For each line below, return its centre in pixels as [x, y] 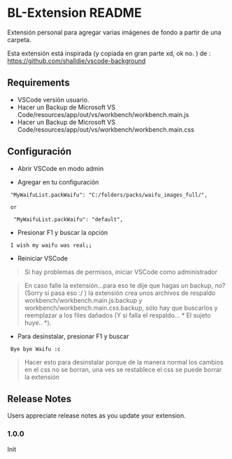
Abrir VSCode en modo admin [60, 168]
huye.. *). [38, 322]
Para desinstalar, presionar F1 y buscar [73, 336]
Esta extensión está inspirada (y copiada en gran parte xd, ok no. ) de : [109, 53]
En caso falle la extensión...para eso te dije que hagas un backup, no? [125, 285]
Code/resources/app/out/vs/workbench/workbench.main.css [106, 129]
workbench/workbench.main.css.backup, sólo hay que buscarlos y [121, 308]
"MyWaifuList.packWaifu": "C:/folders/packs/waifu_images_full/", [109, 195]
